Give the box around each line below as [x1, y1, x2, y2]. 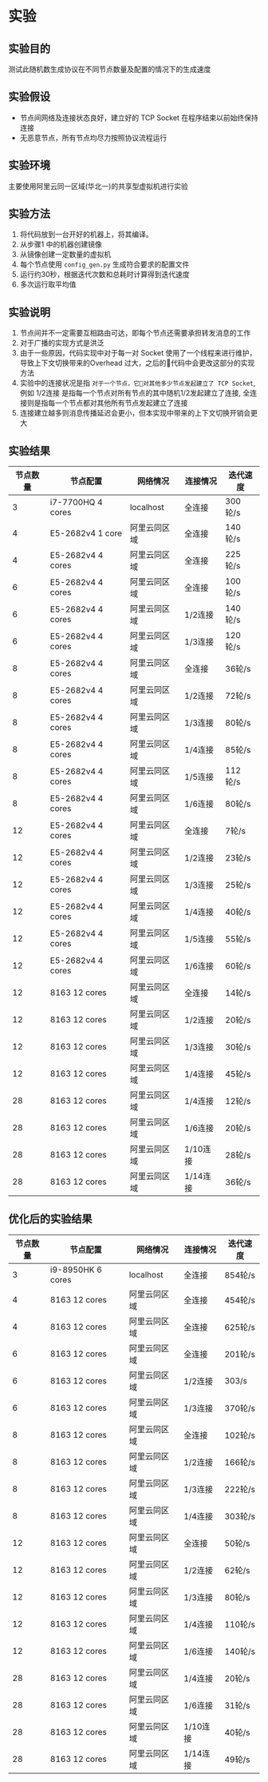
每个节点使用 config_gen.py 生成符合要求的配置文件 [19, 259, 190, 269]
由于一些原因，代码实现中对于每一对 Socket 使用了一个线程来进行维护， [19, 348, 257, 358]
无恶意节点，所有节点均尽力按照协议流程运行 [19, 133, 167, 142]
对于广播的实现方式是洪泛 [19, 338, 104, 348]
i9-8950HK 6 [50, 1264, 102, 1275]
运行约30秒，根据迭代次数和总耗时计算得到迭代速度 [19, 270, 190, 279]
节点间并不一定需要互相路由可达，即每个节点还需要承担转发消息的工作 [19, 328, 251, 338]
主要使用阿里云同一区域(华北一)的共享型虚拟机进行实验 [8, 181, 189, 191]
